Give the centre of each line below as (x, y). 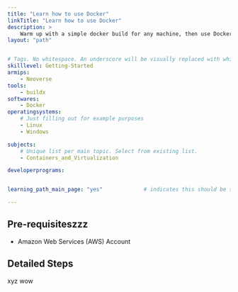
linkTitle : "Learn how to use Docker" (64, 21)
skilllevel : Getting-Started (50, 66)
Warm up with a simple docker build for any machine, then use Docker (126, 34)
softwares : (23, 99)
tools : (17, 86)
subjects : (22, 145)
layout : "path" (30, 40)
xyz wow (20, 281)
